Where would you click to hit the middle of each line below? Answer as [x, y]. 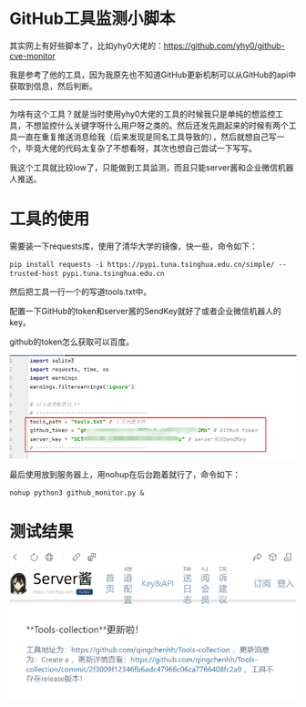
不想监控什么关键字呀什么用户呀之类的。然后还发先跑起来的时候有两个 [157, 125]
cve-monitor [33, 56]
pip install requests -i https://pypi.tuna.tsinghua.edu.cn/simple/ [142, 264]
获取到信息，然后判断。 [53, 86]
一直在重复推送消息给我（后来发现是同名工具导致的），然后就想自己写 [147, 137]
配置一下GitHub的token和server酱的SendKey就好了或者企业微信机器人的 [145, 311]
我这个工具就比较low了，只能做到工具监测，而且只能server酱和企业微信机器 [152, 167]
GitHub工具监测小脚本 [92, 19]
